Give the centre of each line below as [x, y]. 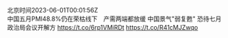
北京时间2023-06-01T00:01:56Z [53, 10]
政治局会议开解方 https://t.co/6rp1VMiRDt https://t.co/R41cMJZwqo [103, 27]
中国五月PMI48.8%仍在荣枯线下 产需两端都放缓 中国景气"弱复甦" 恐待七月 [114, 19]
